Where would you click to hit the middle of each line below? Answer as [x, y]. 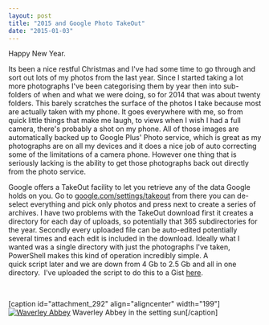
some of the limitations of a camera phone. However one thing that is [122, 154]
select [18, 204]
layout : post [30, 16]
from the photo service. [47, 172]
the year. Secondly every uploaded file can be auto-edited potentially [123, 230]
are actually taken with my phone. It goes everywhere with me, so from [126, 112]
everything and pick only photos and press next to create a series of [143, 204]
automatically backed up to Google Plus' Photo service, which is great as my [135, 138]
